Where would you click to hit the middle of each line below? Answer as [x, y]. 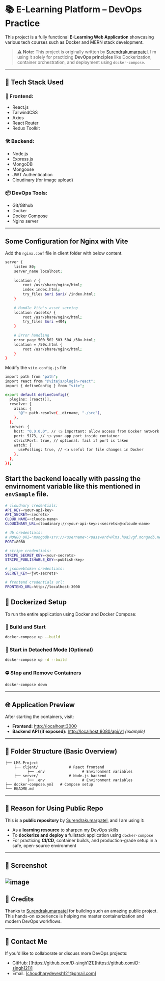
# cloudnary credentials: [31, 505]
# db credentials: [24, 533]
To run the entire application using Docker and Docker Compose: [71, 614]
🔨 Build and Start [25, 627]
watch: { [23, 445]
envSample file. [27, 494]
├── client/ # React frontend [59, 767]
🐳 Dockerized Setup [36, 602]
